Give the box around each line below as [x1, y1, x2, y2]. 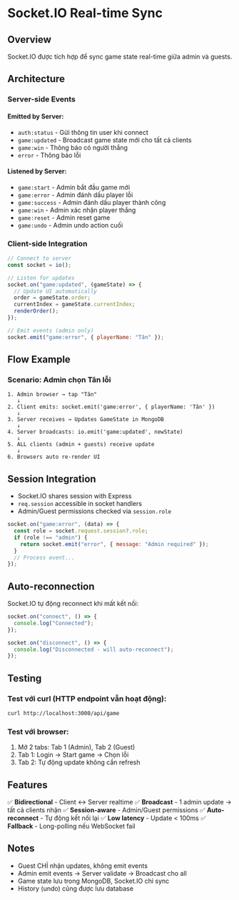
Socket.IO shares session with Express [17, 492, 132, 500]
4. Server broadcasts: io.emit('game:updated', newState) [7, 428, 183, 436]
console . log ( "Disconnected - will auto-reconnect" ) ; [14, 646, 174, 653]
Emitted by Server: [7, 112, 64, 121]
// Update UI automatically [14, 288, 98, 295]
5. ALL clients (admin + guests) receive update [7, 441, 155, 448]
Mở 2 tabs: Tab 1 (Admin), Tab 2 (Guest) [17, 743, 136, 752]
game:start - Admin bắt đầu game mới [17, 183, 131, 191]
